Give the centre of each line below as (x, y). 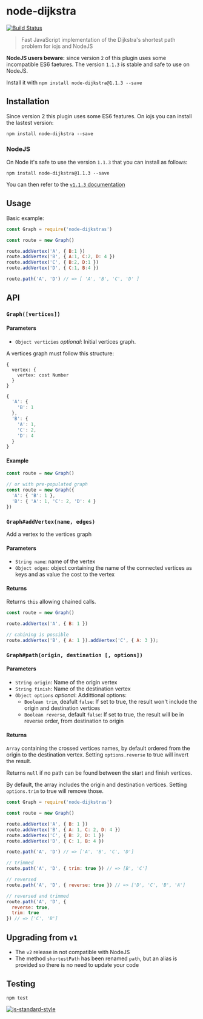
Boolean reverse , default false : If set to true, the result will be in (104, 715)
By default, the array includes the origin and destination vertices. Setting (97, 785)
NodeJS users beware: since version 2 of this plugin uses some (86, 58)
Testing (21, 984)
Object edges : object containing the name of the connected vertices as (103, 568)
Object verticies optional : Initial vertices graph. (75, 341)
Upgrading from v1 (42, 937)
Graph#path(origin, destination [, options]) (75, 655)
